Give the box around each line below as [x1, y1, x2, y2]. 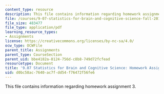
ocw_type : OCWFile [5, 43, 42, 48]
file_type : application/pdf [5, 25, 62, 30]
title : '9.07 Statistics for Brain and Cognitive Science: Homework [5, 66, 147, 71]
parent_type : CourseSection [5, 52, 62, 57]
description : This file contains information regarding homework [5, 12, 141, 16]
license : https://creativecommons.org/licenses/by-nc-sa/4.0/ [5, 39, 134, 44]
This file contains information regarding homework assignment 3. [5, 83, 136, 89]
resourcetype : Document [5, 61, 54, 66]
